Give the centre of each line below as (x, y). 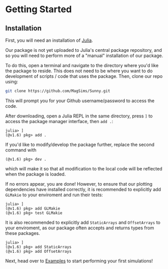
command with (21, 150)
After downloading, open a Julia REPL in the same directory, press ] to (79, 116)
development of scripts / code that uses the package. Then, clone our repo (84, 76)
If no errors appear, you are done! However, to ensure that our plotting (79, 184)
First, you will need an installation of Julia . (49, 40)
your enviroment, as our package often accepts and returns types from (80, 228)
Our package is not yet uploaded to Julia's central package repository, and (83, 50)
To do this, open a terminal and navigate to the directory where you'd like (82, 65)
